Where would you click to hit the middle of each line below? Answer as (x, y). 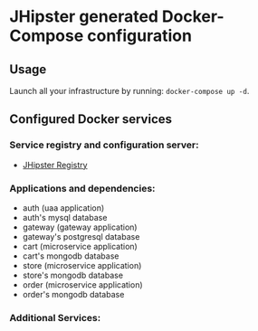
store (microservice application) (82, 265)
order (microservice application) (82, 284)
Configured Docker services (91, 119)
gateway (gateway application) (80, 227)
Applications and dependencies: (82, 188)
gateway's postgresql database (81, 236)
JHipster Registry (55, 165)
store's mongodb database (73, 275)
